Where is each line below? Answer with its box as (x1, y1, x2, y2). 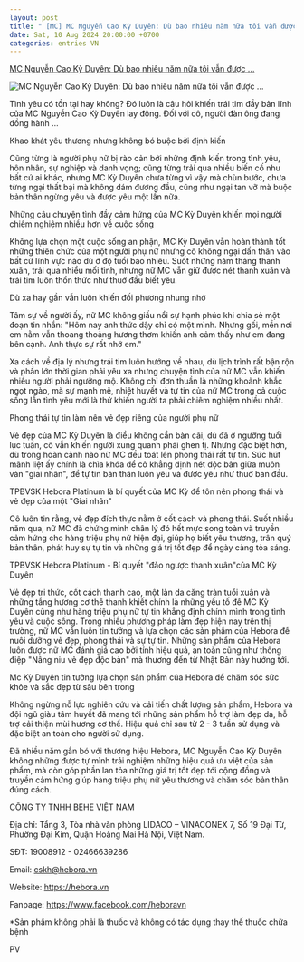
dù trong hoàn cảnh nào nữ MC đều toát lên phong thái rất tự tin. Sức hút (9, 450, 281, 461)
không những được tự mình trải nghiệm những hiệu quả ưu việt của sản (9, 755, 274, 766)
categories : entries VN (9, 38, 100, 48)
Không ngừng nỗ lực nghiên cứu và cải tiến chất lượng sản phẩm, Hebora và (9, 699, 293, 710)
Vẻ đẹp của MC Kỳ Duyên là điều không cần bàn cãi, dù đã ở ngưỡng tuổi (9, 430, 282, 441)
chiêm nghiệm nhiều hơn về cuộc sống (9, 219, 155, 229)
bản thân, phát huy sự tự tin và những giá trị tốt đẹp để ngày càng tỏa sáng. (9, 542, 291, 553)
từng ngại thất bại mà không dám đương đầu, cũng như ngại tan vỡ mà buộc (9, 182, 292, 193)
